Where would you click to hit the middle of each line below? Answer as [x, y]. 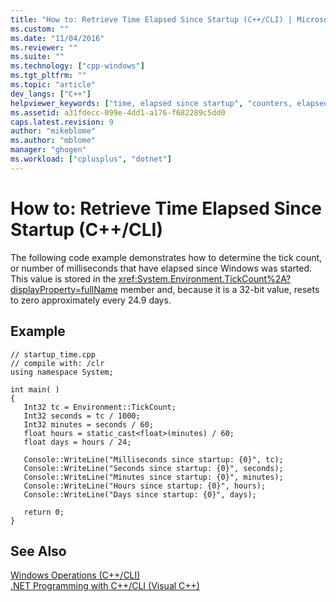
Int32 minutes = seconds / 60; [89, 424]
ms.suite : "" [37, 57]
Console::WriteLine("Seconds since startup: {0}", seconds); [153, 468]
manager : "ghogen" [48, 150]
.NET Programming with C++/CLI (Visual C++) [105, 586]
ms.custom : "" [40, 29]
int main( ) [35, 389]
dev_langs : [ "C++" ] [51, 94]
